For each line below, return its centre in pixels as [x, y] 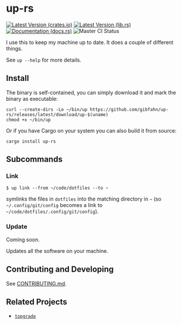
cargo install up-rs [31, 141]
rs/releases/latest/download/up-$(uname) [57, 114]
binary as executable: [32, 99]
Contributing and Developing [60, 270]
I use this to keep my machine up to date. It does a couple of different [90, 42]
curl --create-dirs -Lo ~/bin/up [47, 109]
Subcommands [34, 159]
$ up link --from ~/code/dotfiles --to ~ [57, 188]
